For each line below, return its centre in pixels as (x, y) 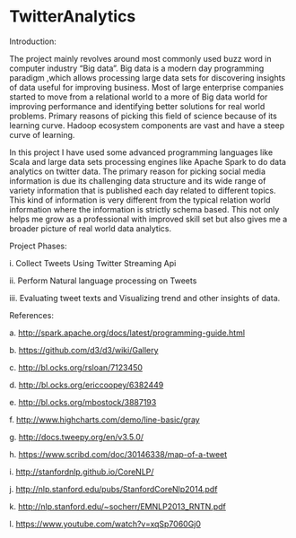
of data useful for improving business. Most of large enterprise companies (147, 87)
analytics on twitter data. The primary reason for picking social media (138, 171)
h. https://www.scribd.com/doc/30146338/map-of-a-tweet (118, 454)
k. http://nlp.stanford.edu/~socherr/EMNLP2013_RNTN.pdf (118, 506)
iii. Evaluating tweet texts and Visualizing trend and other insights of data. (145, 298)
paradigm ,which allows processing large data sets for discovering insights (148, 77)
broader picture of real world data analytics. (91, 228)
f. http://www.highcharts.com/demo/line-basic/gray (104, 420)
